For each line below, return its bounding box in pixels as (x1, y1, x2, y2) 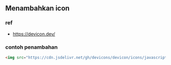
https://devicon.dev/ (12, 30, 55, 37)
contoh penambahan (5, 43, 58, 50)
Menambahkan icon (5, 4, 70, 13)
